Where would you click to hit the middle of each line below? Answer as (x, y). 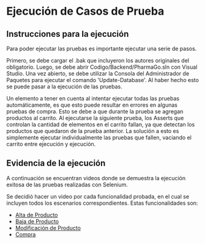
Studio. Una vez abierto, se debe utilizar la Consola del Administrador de (98, 74)
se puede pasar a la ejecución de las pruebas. (64, 86)
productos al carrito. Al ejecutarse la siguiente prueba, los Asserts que (95, 118)
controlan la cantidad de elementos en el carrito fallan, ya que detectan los (101, 124)
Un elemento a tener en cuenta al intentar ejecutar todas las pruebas (93, 98)
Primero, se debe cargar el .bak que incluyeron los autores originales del (98, 60)
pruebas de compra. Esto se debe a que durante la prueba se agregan (95, 111)
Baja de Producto (37, 221)
